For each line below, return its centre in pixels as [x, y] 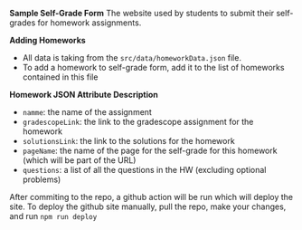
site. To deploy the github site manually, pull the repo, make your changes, [148, 206]
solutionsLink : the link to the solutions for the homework [128, 141]
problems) [42, 179]
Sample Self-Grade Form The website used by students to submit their [142, 13]
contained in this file [60, 77]
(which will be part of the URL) [79, 160]
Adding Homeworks [47, 40]
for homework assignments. [90, 23]
